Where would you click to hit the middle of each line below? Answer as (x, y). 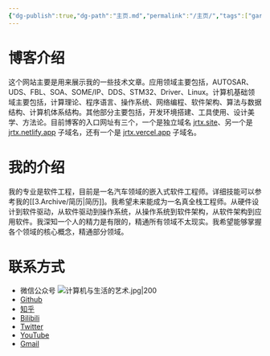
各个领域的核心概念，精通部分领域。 (68, 231)
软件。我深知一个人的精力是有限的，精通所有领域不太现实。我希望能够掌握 (138, 221)
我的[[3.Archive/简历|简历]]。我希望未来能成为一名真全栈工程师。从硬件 (133, 201)
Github (31, 300)
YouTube (35, 335)
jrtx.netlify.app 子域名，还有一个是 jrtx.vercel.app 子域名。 (104, 132)
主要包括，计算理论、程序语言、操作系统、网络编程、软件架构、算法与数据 (138, 102)
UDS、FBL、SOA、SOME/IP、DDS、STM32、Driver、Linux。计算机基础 (128, 92)
